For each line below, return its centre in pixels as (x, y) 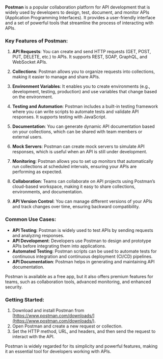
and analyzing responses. (38, 235)
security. (14, 287)
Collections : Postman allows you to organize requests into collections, (83, 72)
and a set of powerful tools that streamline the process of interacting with (79, 23)
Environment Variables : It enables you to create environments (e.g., (81, 86)
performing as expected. (37, 172)
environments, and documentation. (48, 192)
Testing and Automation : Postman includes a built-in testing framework (85, 107)
